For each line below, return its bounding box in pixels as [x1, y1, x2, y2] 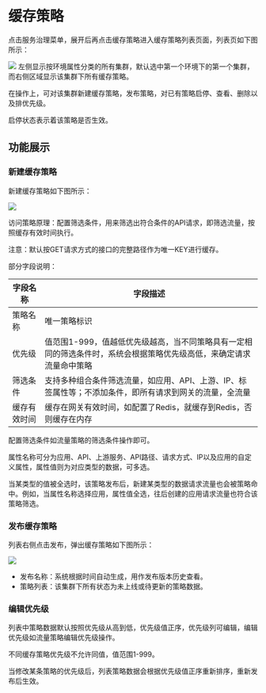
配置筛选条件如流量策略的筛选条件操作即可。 [8, 435, 154, 445]
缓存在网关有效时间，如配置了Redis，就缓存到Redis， [44, 401, 245, 412]
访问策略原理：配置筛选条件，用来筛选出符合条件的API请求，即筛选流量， [8, 217, 249, 227]
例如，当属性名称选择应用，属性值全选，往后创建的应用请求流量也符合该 [21, 488, 258, 498]
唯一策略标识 [44, 315, 93, 326]
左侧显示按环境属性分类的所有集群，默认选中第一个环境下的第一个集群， [17, 61, 254, 71]
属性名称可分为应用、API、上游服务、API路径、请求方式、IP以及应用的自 [8, 452, 245, 461]
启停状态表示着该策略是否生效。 [8, 115, 112, 124]
